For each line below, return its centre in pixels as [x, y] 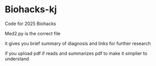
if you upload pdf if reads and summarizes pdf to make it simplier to [76, 53]
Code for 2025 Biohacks [30, 24]
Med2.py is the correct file [33, 33]
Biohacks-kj [31, 9]
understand [17, 59]
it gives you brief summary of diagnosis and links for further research [78, 43]
